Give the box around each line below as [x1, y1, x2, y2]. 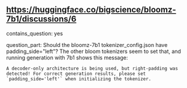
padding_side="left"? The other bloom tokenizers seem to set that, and [6, 48, 182, 55]
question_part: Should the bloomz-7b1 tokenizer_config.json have [6, 41, 168, 48]
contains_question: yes [6, 30, 63, 37]
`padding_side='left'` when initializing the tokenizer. [6, 76, 152, 82]
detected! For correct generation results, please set [6, 71, 146, 77]
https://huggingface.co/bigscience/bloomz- [6, 5, 176, 15]
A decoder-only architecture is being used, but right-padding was [6, 65, 179, 71]
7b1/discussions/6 [6, 14, 77, 24]
